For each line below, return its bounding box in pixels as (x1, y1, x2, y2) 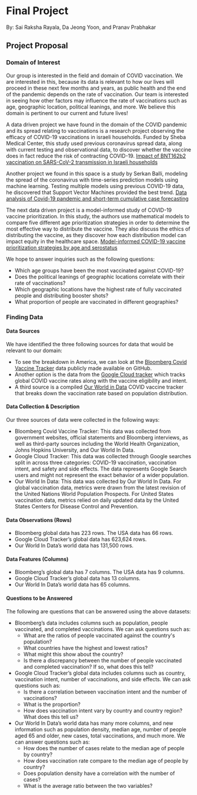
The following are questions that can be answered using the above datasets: (6, 607, 191, 615)
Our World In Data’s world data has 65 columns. (14, 581, 131, 588)
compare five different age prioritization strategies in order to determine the (6, 219, 190, 226)
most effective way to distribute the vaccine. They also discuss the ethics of (6, 225, 191, 232)
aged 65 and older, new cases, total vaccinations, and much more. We (14, 732, 185, 739)
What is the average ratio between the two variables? (23, 782, 153, 789)
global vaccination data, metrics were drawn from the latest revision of (14, 484, 186, 491)
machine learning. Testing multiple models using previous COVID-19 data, (6, 182, 185, 189)
